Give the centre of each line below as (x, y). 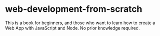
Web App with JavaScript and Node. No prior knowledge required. (73, 28)
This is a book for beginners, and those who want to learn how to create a (80, 23)
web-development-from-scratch (74, 9)
